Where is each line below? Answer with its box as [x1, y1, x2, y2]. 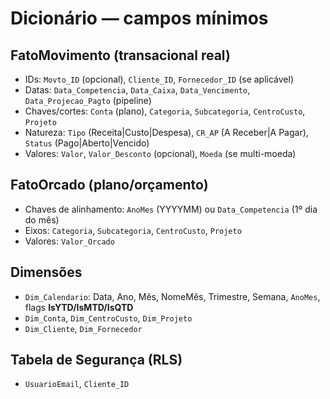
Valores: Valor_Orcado [24, 235, 115, 247]
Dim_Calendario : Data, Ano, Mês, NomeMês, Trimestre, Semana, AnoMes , [24, 290, 321, 302]
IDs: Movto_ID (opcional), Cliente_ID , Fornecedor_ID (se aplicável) [24, 73, 295, 85]
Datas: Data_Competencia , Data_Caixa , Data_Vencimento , [24, 84, 251, 96]
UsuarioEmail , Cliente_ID [24, 378, 130, 390]
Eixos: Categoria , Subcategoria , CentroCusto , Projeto [24, 224, 242, 236]
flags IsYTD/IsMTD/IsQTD [24, 301, 134, 313]
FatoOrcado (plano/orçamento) [10, 177, 209, 194]
